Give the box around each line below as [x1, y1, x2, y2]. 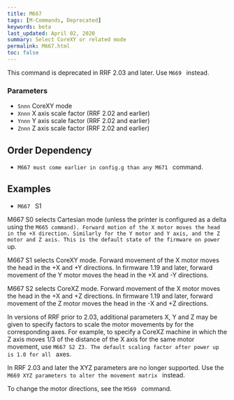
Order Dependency [7, 144, 92, 156]
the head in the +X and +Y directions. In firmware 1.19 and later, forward [7, 263, 213, 271]
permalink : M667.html [7, 43, 71, 50]
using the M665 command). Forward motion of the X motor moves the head [7, 222, 221, 231]
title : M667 [7, 10, 42, 17]
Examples [7, 183, 51, 195]
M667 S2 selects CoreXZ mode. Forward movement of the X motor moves [7, 284, 221, 292]
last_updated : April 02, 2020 [7, 29, 96, 37]
